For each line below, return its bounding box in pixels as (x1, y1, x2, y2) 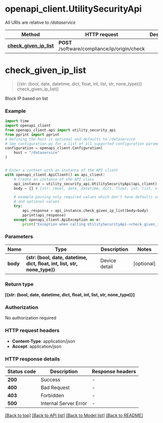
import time (5, 119, 29, 123)
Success (40, 376, 61, 383)
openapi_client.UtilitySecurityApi (5, 3, 142, 15)
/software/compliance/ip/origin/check (58, 45, 145, 52)
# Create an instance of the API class (14, 176, 95, 182)
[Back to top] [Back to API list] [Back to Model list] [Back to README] (5, 412, 143, 419)
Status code (7, 368, 36, 375)
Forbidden (40, 392, 65, 399)
